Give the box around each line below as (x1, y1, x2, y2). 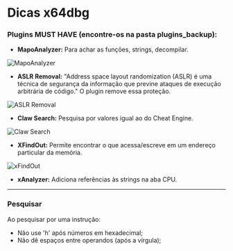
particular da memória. (17, 148, 83, 157)
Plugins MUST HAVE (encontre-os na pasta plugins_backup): (7, 30, 218, 40)
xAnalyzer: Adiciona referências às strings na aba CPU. (17, 175, 178, 184)
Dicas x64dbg (7, 5, 90, 21)
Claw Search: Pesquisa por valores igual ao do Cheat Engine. (17, 114, 193, 122)
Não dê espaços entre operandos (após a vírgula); (17, 236, 162, 244)
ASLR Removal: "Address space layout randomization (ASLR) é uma (17, 72, 212, 81)
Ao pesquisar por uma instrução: (7, 215, 101, 223)
